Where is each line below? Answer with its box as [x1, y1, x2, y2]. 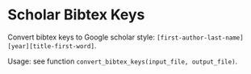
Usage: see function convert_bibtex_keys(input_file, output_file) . [7, 56, 238, 66]
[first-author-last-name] [156, 34, 244, 42]
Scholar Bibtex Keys [7, 6, 145, 24]
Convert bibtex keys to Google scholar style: [7, 32, 155, 42]
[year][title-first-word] [7, 42, 94, 50]
